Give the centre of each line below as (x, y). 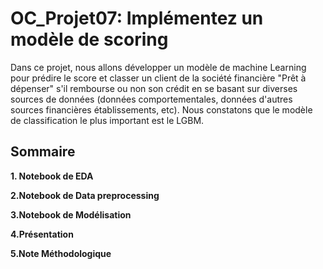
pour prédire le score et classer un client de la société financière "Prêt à (158, 78)
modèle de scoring (89, 39)
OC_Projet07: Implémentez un (137, 18)
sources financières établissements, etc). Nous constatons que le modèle (161, 109)
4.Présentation (42, 234)
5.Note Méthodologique (61, 253)
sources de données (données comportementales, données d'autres (151, 99)
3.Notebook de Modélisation (71, 214)
